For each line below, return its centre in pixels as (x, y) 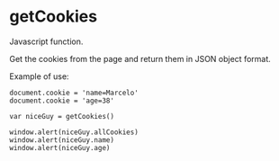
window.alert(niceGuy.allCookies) (74, 132)
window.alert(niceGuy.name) (62, 140)
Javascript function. (46, 41)
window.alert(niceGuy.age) (60, 148)
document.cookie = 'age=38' (62, 101)
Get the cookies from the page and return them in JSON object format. (140, 58)
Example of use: (39, 76)
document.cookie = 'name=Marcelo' (74, 93)
